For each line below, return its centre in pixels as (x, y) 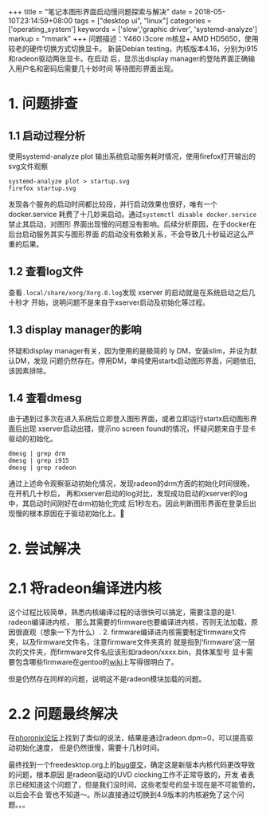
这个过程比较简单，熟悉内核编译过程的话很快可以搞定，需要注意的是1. (122, 612)
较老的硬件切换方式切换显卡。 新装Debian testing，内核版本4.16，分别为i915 (133, 49)
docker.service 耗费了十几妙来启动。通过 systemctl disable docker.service (133, 214)
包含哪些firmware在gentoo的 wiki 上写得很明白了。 (97, 661)
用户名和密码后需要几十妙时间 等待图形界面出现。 (96, 69)
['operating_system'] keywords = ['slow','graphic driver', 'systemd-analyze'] (133, 29)
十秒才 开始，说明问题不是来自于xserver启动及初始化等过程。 (109, 302)
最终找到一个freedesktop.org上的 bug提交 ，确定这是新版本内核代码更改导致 (132, 764)
